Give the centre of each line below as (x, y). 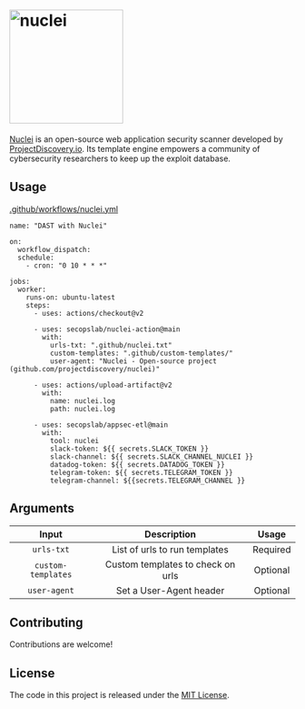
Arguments (42, 508)
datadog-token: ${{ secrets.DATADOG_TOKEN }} (137, 464)
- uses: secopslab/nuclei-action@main (107, 329)
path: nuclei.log (83, 409)
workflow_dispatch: (54, 249)
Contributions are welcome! (61, 644)
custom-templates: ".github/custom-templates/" (141, 353)
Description (171, 534)
